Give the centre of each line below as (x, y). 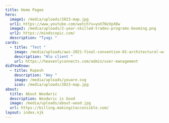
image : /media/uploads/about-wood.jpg (51, 103)
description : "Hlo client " (44, 56)
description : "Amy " (36, 75)
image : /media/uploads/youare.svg (50, 80)
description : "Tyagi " (33, 38)
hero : (11, 15)
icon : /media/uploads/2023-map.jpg (52, 84)
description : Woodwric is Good (43, 98)
